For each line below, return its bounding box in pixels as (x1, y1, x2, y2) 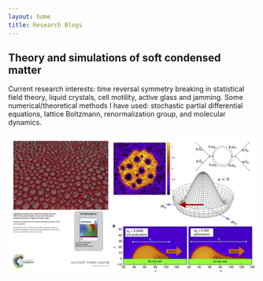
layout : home (8, 13, 51, 20)
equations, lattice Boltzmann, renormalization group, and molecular (8, 109, 226, 119)
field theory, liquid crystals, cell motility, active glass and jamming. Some (8, 93, 244, 102)
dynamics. (8, 118, 42, 128)
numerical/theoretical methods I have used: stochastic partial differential (8, 101, 243, 110)
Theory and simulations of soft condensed (8, 51, 221, 65)
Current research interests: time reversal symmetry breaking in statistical (8, 84, 245, 94)
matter (8, 63, 42, 76)
